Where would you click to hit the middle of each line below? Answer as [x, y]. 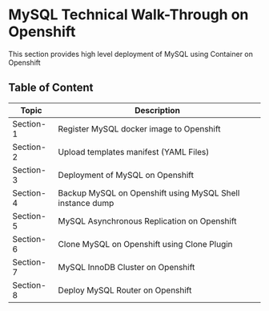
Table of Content [51, 88]
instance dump [86, 203]
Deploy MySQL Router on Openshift [125, 290]
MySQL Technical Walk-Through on [128, 15]
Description [157, 110]
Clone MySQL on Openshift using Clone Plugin [146, 244]
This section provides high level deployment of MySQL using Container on [131, 54]
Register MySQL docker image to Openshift [140, 128]
